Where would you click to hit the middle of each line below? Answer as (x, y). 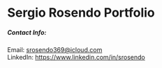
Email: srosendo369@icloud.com (55, 50)
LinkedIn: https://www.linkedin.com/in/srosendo (76, 58)
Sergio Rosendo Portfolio (81, 13)
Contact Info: (27, 32)
